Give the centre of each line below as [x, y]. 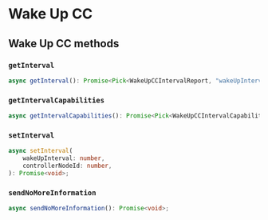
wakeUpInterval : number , [64, 158]
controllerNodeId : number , [67, 166]
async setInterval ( [41, 151]
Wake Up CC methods [64, 44]
